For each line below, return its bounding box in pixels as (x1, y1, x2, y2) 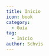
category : (6, 19, 31, 25)
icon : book (6, 14, 33, 20)
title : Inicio (6, 8, 41, 15)
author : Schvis (6, 41, 44, 47)
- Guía (11, 24, 28, 31)
